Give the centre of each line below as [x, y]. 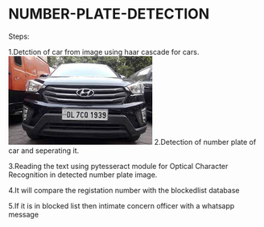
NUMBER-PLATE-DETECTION [109, 14]
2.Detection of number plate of [205, 142]
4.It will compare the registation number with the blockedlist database [124, 190]
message [23, 214]
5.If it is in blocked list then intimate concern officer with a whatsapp [122, 205]
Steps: [19, 36]
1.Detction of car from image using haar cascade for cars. [104, 52]
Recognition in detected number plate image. [83, 175]
